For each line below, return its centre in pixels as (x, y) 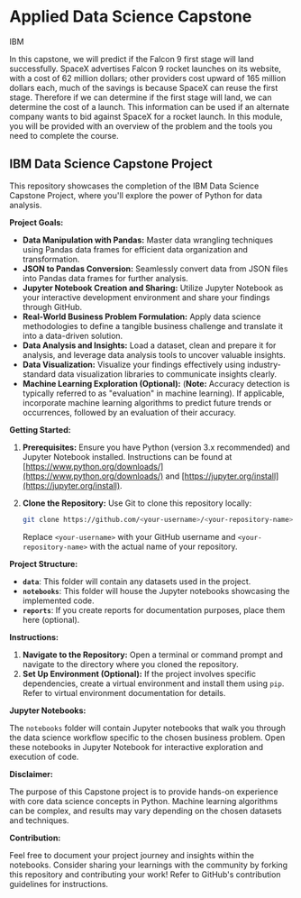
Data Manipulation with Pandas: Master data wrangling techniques (147, 240)
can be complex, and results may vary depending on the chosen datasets (146, 811)
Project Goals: (36, 222)
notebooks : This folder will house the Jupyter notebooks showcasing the (156, 591)
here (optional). (51, 619)
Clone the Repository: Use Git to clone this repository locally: (137, 503)
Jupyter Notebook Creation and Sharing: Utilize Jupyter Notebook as (153, 288)
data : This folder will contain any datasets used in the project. (137, 581)
